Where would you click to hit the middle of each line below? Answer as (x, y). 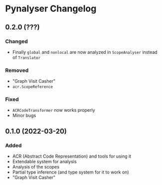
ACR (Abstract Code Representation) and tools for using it (72, 156)
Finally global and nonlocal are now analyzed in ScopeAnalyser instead (85, 52)
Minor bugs (24, 116)
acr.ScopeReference (33, 87)
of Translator (26, 57)
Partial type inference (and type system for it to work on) (71, 172)
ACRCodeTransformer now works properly (54, 110)
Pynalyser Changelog (51, 9)
